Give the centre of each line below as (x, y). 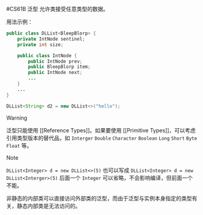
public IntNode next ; (55, 73)
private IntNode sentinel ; (51, 39)
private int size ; (40, 44)
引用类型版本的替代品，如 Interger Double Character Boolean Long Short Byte (102, 138)
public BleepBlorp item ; (59, 67)
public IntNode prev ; (55, 61)
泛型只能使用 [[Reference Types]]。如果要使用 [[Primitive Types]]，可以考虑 (101, 130)
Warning (17, 118)
